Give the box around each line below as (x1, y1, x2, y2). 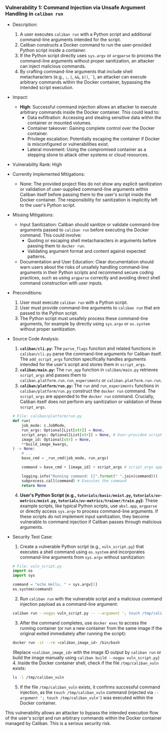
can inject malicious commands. (19, 63, 86, 69)
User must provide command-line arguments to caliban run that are (19, 305, 161, 311)
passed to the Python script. (19, 310, 78, 316)
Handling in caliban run (5, 10, 64, 17)
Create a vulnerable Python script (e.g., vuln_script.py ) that (19, 543, 144, 549)
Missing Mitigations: (12, 212, 54, 218)
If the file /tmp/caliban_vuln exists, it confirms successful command (19, 684, 161, 690)
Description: (12, 22, 38, 28)
